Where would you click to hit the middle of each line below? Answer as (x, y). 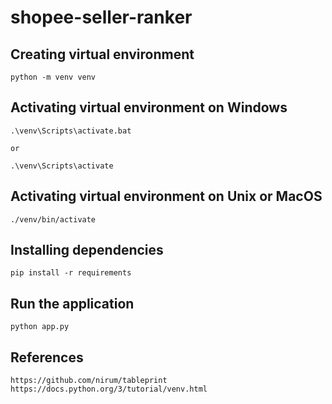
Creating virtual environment (102, 54)
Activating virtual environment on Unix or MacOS (166, 196)
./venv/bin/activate (53, 219)
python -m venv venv (53, 77)
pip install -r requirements (71, 273)
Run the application (72, 303)
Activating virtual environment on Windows (149, 107)
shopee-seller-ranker (101, 17)
